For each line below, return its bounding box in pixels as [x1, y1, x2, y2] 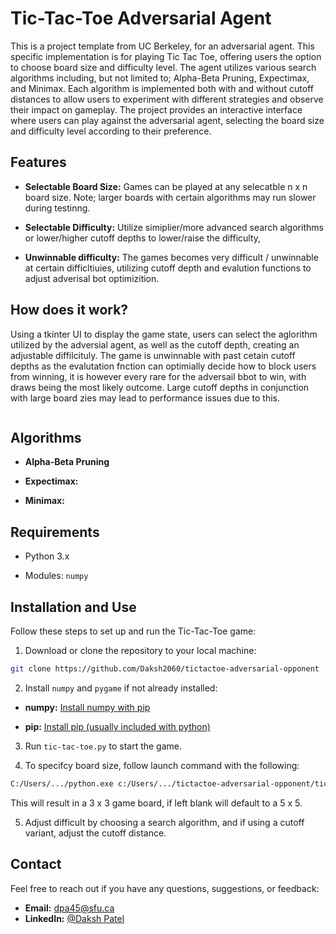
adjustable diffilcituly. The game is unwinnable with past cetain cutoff [10, 349, 296, 361]
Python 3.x [24, 550, 70, 562]
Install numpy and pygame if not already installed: [24, 682, 218, 694]
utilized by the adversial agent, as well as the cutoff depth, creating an [10, 338, 300, 351]
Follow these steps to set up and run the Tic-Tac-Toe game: [10, 625, 257, 637]
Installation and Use [10, 598, 137, 616]
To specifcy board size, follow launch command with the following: [24, 759, 300, 771]
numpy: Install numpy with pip [24, 701, 151, 713]
